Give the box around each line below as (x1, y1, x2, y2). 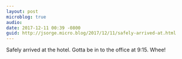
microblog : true (6, 14, 46, 20)
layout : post (6, 8, 39, 15)
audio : (6, 19, 23, 25)
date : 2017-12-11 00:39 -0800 (6, 25, 81, 31)
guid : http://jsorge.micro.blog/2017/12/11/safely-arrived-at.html (6, 30, 177, 36)
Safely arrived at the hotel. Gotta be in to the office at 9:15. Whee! (6, 46, 166, 53)
